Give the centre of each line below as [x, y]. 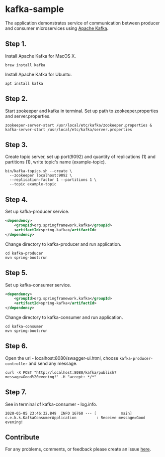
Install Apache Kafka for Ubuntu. [39, 74]
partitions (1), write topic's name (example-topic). [56, 162]
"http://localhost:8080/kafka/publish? [75, 372]
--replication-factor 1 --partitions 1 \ [53, 180]
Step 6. [16, 346]
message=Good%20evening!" [32, 377]
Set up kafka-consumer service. [38, 285]
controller [16, 364]
